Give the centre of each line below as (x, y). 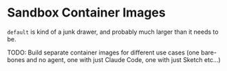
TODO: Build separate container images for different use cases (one (103, 52)
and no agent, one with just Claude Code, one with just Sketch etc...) (124, 59)
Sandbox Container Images (87, 13)
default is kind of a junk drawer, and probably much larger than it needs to (113, 32)
